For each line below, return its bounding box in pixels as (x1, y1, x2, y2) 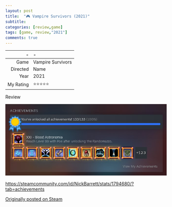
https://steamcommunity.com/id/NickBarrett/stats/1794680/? (5, 181, 134, 187)
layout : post (5, 8, 33, 13)
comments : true (5, 35, 38, 40)
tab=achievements (5, 186, 45, 192)
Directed (11, 66, 29, 72)
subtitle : (5, 19, 27, 24)
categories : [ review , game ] (5, 25, 63, 30)
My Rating (7, 81, 29, 87)
